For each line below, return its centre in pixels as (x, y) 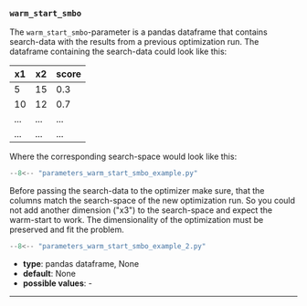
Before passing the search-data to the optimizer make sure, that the (137, 191)
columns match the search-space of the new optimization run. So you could (152, 201)
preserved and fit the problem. (67, 230)
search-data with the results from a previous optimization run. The (134, 42)
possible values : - (58, 283)
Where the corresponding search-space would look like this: (123, 157)
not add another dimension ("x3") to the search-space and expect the (141, 210)
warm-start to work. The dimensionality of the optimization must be (137, 220)
